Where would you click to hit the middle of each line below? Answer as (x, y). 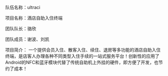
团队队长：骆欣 (21, 28)
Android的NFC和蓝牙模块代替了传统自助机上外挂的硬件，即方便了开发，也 (82, 62)
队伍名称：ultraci (23, 7)
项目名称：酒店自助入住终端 (34, 18)
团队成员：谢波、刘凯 (27, 39)
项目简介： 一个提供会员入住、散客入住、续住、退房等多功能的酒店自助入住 (83, 50)
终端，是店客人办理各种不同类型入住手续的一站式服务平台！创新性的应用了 (82, 56)
